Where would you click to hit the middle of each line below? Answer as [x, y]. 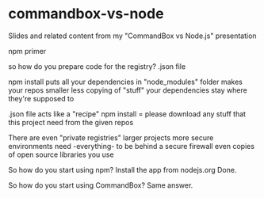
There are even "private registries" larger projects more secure [111, 137]
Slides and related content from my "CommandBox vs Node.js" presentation [132, 36]
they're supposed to [41, 98]
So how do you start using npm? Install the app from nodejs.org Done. [122, 169]
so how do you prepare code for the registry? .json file [97, 66]
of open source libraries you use [61, 154]
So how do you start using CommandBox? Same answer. [101, 185]
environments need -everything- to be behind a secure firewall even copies [132, 146]
